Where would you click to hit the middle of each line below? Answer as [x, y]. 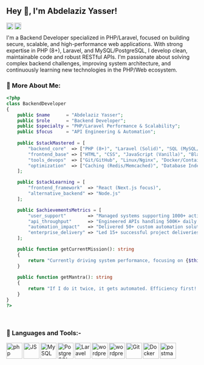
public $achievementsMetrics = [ [59, 210]
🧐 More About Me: [33, 85]
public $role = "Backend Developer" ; [72, 121]
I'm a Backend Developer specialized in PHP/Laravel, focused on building [98, 38]
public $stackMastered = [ [51, 143]
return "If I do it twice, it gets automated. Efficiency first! [113, 289]
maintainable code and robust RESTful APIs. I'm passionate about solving [98, 57]
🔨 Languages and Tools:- [44, 333]
